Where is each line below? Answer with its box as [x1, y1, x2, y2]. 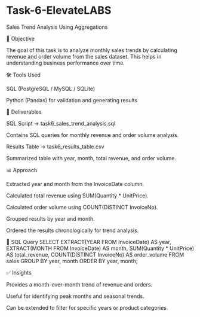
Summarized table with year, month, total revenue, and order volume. [6, 154, 176, 161]
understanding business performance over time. [6, 59, 125, 66]
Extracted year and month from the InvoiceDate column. [6, 180, 144, 187]
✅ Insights [6, 269, 32, 276]
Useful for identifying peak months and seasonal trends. [6, 292, 144, 300]
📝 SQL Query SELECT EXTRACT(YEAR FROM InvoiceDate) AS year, [6, 238, 171, 245]
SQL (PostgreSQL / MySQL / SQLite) [6, 85, 96, 92]
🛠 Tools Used [6, 71, 41, 78]
